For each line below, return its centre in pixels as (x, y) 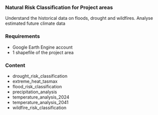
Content (15, 65)
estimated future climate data (35, 23)
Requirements (23, 36)
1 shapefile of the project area (43, 52)
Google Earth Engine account (43, 47)
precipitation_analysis (35, 92)
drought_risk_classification (40, 76)
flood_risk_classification (37, 86)
